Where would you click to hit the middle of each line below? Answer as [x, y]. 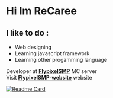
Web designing [33, 47]
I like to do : [28, 33]
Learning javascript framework [52, 53]
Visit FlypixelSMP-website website [49, 78]
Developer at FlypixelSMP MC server [52, 71]
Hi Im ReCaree [41, 11]
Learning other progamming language [61, 60]
